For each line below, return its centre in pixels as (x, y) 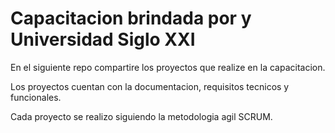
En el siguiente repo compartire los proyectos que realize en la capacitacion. (168, 67)
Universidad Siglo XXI (103, 39)
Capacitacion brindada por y (131, 18)
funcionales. (36, 97)
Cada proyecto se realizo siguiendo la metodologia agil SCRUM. (141, 116)
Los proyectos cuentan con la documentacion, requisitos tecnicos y (150, 86)
